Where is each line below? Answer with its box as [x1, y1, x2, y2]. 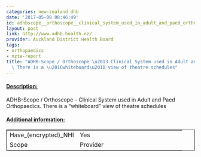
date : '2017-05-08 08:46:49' [6, 14, 79, 20]
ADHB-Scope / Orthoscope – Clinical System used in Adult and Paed [6, 96, 175, 103]
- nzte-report [6, 53, 42, 59]
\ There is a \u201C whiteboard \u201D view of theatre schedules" [11, 64, 178, 70]
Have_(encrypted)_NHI [10, 131, 74, 139]
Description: [6, 82, 38, 90]
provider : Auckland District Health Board [6, 36, 114, 42]
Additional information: [6, 116, 66, 123]
